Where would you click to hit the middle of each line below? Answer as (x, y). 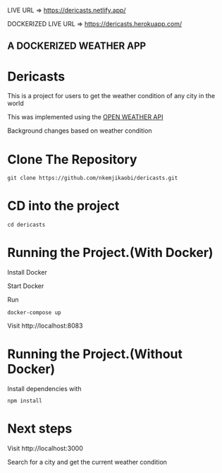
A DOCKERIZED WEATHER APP (77, 46)
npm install (25, 401)
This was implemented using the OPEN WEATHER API (85, 117)
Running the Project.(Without (95, 354)
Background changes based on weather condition (80, 131)
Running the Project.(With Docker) (110, 253)
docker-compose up (34, 313)
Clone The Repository (72, 159)
